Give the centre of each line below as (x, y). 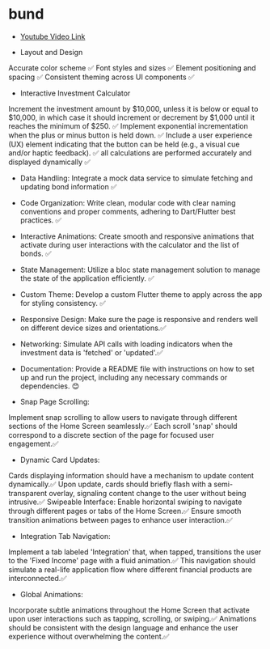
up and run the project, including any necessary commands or (124, 377)
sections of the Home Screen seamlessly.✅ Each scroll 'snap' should (123, 426)
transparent (27, 493)
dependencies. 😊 (50, 386)
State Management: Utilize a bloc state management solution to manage (140, 269)
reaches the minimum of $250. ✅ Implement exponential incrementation (128, 125)
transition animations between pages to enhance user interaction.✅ (120, 520)
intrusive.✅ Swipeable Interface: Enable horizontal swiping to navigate (125, 502)
